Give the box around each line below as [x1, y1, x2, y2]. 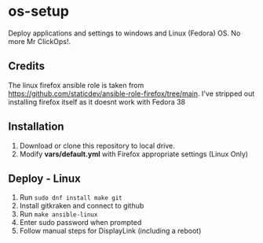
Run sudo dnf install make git [19, 193, 123, 202]
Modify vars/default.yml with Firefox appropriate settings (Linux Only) [19, 149, 249, 159]
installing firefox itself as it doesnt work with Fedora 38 [8, 97, 186, 106]
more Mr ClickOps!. [8, 36, 71, 46]
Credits [8, 60, 46, 73]
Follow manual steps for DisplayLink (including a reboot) [19, 226, 202, 236]
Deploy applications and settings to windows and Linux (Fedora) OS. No [8, 28, 241, 38]
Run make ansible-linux [19, 209, 98, 219]
